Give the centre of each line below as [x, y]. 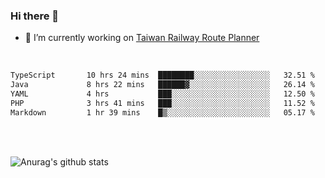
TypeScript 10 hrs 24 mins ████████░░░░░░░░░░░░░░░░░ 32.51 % [162, 75]
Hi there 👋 [35, 16]
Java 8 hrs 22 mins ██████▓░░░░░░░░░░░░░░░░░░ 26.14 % [162, 85]
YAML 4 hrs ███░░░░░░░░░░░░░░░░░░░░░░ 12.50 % [162, 94]
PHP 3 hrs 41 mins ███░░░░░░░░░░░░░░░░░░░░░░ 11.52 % [162, 103]
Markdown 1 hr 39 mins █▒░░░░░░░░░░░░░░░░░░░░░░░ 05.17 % [162, 112]
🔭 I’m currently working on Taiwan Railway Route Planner [142, 38]
